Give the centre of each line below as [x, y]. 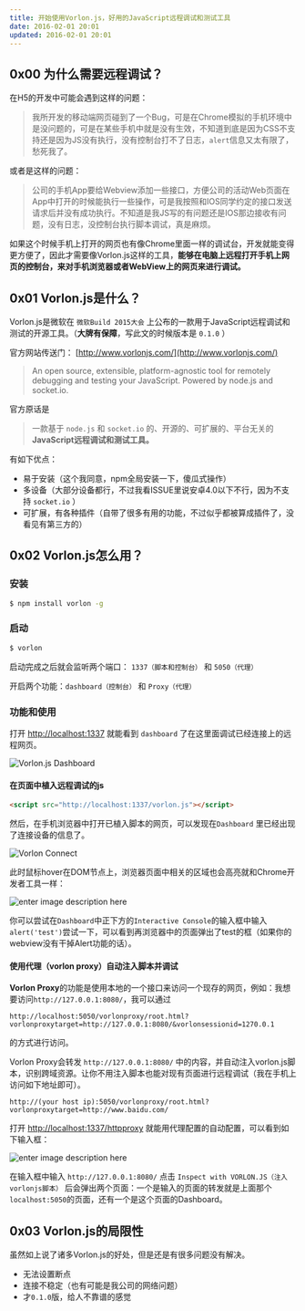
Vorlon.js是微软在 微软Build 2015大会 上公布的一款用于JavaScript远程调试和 [150, 322]
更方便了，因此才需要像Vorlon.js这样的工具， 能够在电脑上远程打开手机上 [146, 255]
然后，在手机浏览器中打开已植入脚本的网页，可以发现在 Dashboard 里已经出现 [152, 824]
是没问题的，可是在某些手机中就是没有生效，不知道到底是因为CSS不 [159, 129]
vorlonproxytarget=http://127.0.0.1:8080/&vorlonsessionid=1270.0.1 [142, 1025]
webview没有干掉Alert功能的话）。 [73, 943]
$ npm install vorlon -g [56, 603]
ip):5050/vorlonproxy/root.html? [146, 1102]
